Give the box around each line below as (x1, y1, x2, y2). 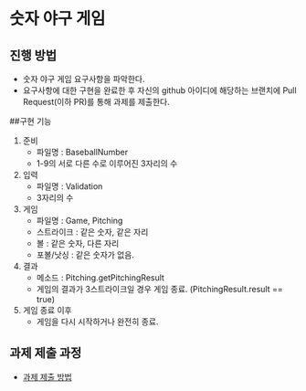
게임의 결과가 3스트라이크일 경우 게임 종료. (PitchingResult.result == (36, 284, 283, 294)
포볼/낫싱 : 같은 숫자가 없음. (36, 249, 135, 260)
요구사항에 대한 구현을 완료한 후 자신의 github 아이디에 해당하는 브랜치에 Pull (22, 85, 297, 96)
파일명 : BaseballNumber (36, 147, 129, 157)
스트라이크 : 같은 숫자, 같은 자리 (36, 227, 149, 238)
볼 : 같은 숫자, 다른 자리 (36, 238, 120, 248)
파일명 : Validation (36, 181, 103, 192)
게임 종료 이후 (22, 305, 72, 315)
